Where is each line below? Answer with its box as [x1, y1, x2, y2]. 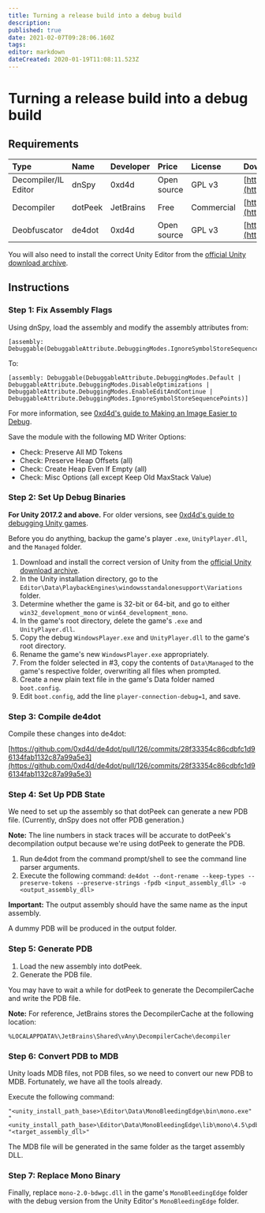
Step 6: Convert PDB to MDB [8, 1051, 119, 1062]
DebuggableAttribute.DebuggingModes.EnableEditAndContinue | [8, 387, 214, 395]
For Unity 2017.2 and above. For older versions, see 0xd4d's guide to [8, 509, 235, 519]
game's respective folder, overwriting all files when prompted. [19, 666, 222, 675]
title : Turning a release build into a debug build [8, 11, 181, 20]
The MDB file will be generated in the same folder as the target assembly [8, 1142, 245, 1151]
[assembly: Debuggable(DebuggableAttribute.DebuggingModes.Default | [8, 374, 242, 382]
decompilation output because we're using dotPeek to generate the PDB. [8, 839, 245, 849]
